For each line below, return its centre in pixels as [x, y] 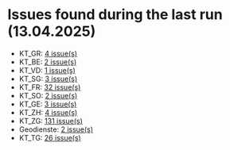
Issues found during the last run [115, 15]
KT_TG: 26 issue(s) [50, 137]
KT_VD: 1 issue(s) [47, 70]
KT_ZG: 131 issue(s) [51, 121]
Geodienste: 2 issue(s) [56, 129]
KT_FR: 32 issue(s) [50, 87]
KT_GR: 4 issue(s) [48, 53]
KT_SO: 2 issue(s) [48, 95]
